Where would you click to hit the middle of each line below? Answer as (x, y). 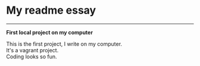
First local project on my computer (50, 32)
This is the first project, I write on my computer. (64, 44)
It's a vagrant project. (32, 50)
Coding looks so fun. (32, 56)
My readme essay (51, 10)
